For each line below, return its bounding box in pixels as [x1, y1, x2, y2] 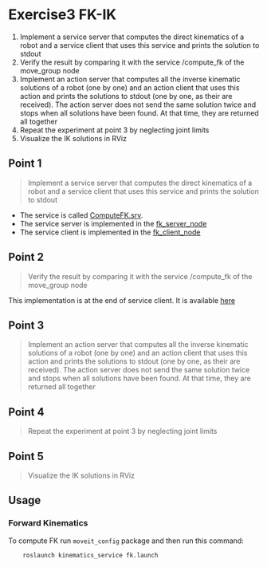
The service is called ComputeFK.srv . [19, 210, 143, 220]
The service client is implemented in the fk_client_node [19, 227, 201, 237]
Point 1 [8, 157, 42, 171]
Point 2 [8, 250, 44, 264]
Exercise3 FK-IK [8, 6, 117, 24]
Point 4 [8, 405, 45, 419]
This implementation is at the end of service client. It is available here [8, 295, 236, 305]
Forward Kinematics [8, 518, 88, 529]
